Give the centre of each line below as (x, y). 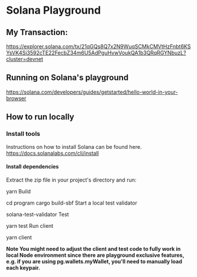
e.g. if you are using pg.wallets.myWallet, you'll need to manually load (94, 261)
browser (16, 98)
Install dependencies (33, 167)
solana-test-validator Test (38, 214)
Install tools (23, 134)
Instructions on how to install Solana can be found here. (74, 147)
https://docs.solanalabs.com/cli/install (53, 153)
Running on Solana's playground (67, 78)
